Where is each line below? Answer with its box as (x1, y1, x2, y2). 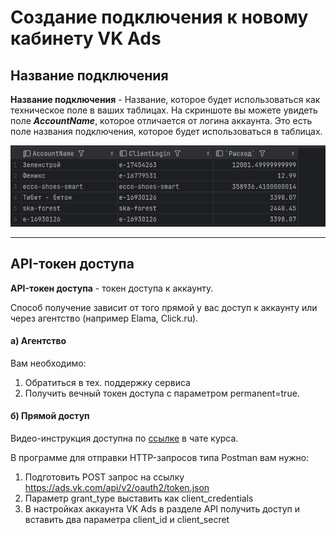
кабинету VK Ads (10, 27, 162, 50)
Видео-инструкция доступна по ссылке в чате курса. (10, 432, 239, 444)
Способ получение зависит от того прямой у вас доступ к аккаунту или (10, 301, 318, 313)
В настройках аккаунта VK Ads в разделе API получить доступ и (24, 502, 301, 515)
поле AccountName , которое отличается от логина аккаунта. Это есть (10, 115, 313, 126)
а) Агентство (10, 335, 67, 347)
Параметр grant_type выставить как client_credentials (24, 492, 254, 504)
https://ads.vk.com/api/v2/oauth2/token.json (24, 481, 210, 493)
